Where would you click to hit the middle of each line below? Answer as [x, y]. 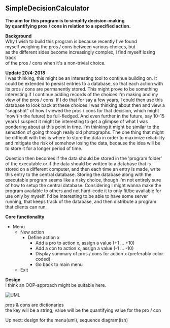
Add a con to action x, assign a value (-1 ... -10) [84, 248]
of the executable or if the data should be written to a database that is [78, 163]
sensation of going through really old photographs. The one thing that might [84, 132]
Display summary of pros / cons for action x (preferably [93, 253]
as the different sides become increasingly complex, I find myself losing [80, 52]
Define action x [44, 237]
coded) [43, 259]
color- [159, 253]
